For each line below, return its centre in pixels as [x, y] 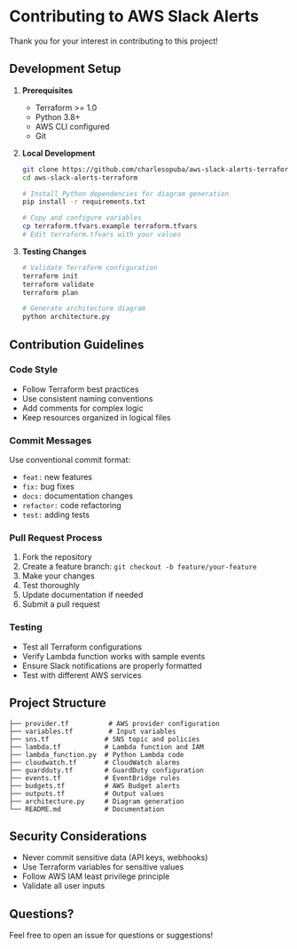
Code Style [34, 370]
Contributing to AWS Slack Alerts [134, 16]
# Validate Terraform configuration [90, 267]
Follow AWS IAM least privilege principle [96, 876]
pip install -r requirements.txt [84, 202]
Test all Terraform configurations [82, 647]
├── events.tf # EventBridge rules [94, 778]
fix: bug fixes [48, 487]
